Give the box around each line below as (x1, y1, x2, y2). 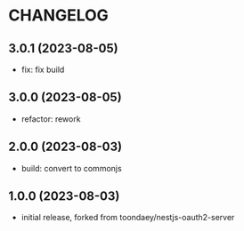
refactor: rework (20, 113, 81, 124)
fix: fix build (20, 64, 65, 75)
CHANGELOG (8, 5, 109, 26)
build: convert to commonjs (20, 163, 122, 173)
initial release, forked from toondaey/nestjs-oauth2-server (20, 212, 235, 223)
